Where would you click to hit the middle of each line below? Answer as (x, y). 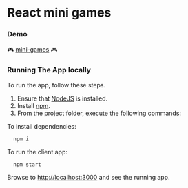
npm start (27, 164)
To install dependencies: (42, 126)
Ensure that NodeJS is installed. (62, 98)
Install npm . (33, 105)
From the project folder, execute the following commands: (99, 113)
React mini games (59, 13)
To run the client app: (37, 152)
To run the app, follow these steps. (56, 85)
